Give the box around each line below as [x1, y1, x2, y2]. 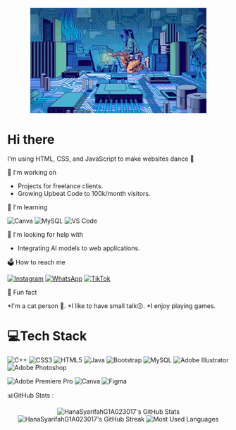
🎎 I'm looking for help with [7, 231, 83, 239]
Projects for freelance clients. [17, 182, 104, 190]
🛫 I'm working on [7, 168, 56, 177]
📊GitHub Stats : [7, 391, 54, 400]
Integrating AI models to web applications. [17, 244, 140, 252]
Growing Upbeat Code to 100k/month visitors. [17, 190, 151, 198]
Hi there [7, 131, 55, 147]
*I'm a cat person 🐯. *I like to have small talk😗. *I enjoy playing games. [7, 302, 216, 310]
